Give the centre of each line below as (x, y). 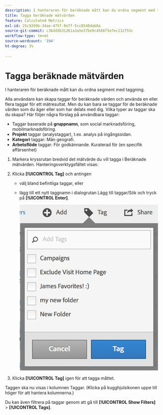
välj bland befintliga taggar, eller (51, 183)
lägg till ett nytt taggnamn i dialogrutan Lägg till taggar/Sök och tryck (88, 193)
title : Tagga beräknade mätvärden (40, 15)
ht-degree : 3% (19, 46)
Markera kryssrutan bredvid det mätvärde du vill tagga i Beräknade (79, 159)
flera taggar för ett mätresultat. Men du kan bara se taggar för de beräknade (81, 104)
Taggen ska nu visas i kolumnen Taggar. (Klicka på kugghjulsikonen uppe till (81, 387)
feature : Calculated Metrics (34, 20)
